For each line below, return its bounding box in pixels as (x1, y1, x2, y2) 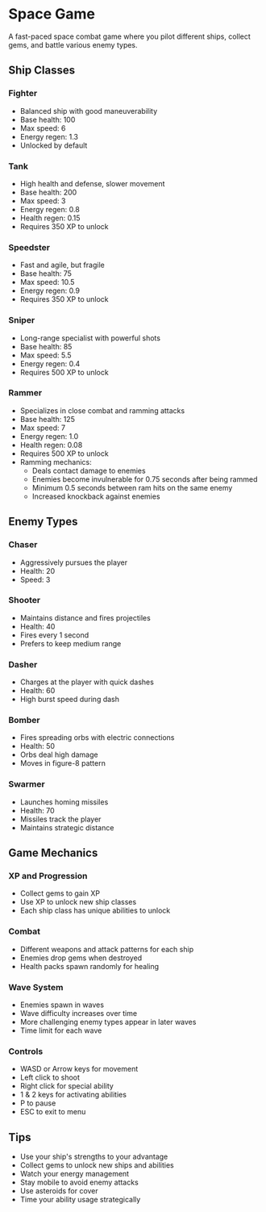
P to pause (19, 1098, 56, 1108)
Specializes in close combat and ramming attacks (19, 405, 185, 416)
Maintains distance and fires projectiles (19, 612, 151, 622)
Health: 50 (19, 742, 55, 751)
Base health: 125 (19, 414, 75, 424)
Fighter (8, 88, 38, 99)
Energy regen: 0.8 (19, 204, 81, 214)
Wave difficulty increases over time (19, 1008, 138, 1018)
